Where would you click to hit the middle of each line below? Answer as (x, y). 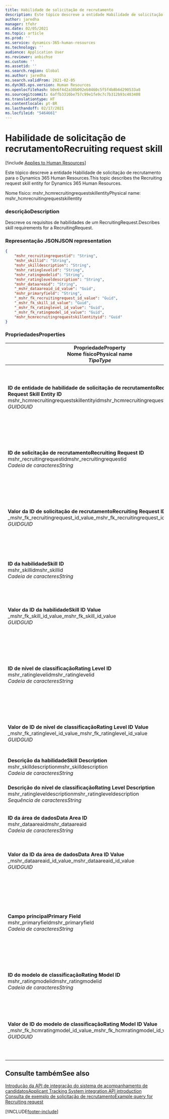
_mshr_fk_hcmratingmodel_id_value (50, 1030)
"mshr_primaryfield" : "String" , (48, 294)
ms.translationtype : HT (30, 99)
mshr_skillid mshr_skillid (35, 570)
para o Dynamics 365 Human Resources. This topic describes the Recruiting (84, 178)
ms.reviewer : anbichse (29, 57)
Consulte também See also (47, 1073)
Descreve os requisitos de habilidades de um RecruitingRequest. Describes (82, 222)
